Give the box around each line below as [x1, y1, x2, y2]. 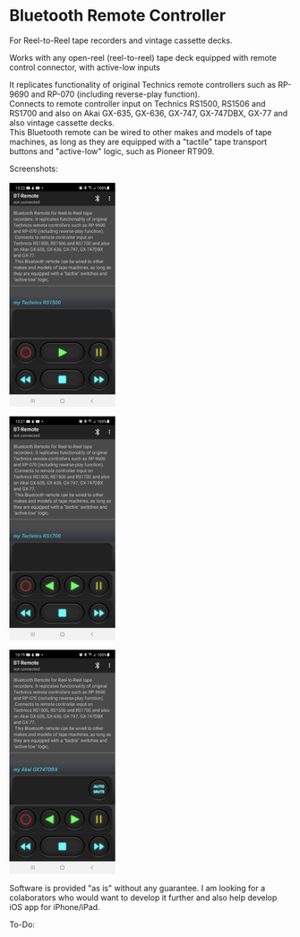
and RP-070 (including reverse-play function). [30, 89, 201, 99]
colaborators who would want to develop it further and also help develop [9, 892, 278, 903]
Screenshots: [9, 163, 58, 174]
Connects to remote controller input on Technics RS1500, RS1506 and [9, 98, 266, 108]
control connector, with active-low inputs [9, 62, 161, 73]
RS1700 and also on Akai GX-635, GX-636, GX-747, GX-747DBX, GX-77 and [9, 107, 288, 118]
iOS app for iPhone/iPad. [9, 901, 100, 912]
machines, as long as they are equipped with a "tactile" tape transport [9, 136, 268, 147]
